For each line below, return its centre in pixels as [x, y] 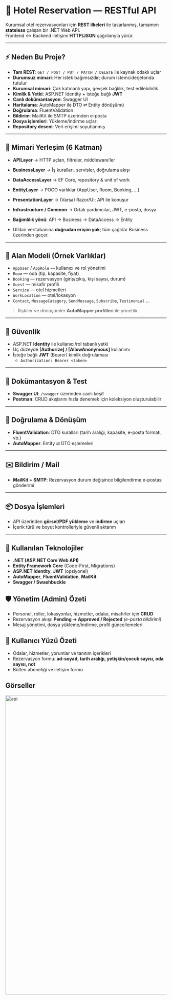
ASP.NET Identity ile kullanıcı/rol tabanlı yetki [60, 344]
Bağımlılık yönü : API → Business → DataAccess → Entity [73, 219]
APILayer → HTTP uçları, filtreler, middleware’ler [64, 160]
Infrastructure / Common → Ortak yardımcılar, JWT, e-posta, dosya [84, 209]
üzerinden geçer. [31, 235]
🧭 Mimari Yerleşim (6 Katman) [54, 147]
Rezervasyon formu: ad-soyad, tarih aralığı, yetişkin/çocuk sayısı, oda [88, 658]
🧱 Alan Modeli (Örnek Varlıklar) [56, 256]
